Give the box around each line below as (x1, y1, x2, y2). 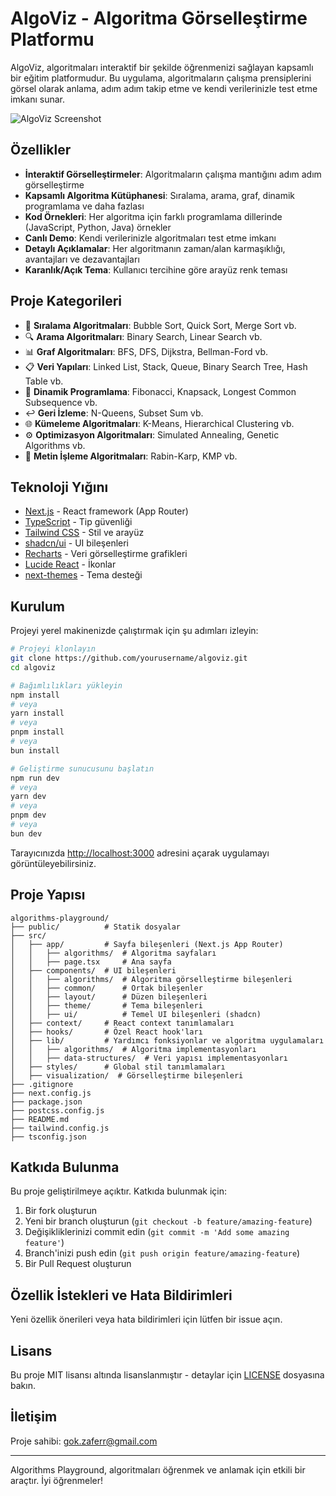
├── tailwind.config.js (10, 1123, 110, 1133)
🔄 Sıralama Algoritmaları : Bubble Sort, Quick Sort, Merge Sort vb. (24, 319, 297, 331)
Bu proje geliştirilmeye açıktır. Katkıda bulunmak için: (10, 1185, 227, 1197)
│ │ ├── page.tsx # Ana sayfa (10, 957, 172, 967)
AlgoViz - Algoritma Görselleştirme (10, 7, 308, 30)
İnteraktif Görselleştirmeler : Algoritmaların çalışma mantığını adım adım (24, 168, 322, 180)
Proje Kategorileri (10, 293, 123, 310)
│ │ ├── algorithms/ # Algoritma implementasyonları (10, 1044, 257, 1054)
